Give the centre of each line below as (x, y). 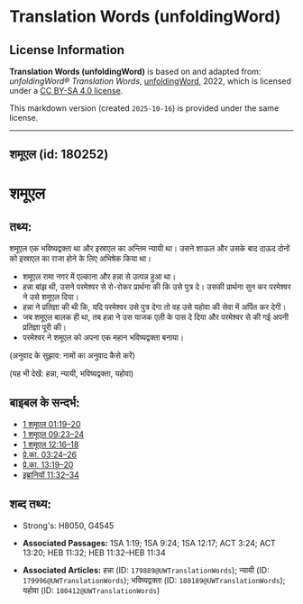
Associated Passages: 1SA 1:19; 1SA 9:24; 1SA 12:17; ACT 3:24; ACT (149, 544)
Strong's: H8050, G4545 (68, 526)
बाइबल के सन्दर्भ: (45, 403)
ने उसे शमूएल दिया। (50, 297)
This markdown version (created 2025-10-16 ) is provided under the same (144, 108)
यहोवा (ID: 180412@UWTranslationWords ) (91, 590)
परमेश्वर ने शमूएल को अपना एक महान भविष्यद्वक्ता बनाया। (103, 338)
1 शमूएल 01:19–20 (51, 425)
